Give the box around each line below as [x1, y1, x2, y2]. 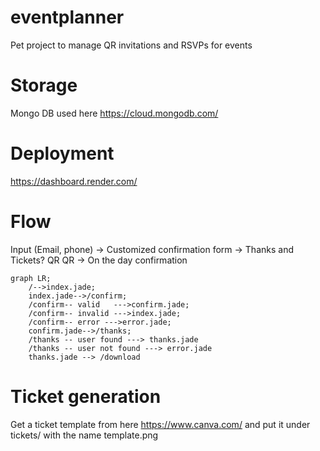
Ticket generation [10, 385, 162, 408]
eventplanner [10, 6, 125, 29]
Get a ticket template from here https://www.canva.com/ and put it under [10, 418, 311, 430]
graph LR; [10, 273, 52, 283]
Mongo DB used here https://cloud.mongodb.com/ [10, 107, 219, 119]
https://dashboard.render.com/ [10, 175, 138, 187]
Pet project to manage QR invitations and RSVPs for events [10, 39, 253, 51]
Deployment [10, 142, 115, 165]
